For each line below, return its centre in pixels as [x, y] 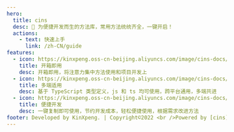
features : [21, 53]
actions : [25, 33]
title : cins [30, 20]
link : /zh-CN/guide [53, 46]
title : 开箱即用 [41, 66]
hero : [14, 14]
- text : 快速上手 [42, 40]
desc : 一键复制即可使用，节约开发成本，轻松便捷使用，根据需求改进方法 [109, 111]
